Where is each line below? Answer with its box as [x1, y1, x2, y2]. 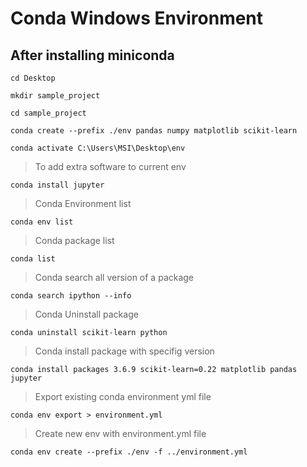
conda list [10, 254, 56, 264]
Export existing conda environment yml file [34, 391, 212, 402]
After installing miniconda [10, 47, 175, 64]
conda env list [10, 217, 74, 227]
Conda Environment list [34, 198, 132, 209]
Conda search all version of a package [34, 272, 195, 283]
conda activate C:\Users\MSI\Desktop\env [10, 143, 186, 153]
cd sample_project [10, 108, 87, 118]
